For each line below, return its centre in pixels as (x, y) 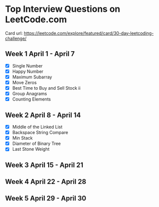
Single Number (27, 66)
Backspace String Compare (40, 133)
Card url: (14, 33)
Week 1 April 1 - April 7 (40, 54)
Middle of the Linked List (37, 127)
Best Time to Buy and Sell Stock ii (46, 88)
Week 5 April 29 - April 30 (46, 198)
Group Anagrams (30, 94)
